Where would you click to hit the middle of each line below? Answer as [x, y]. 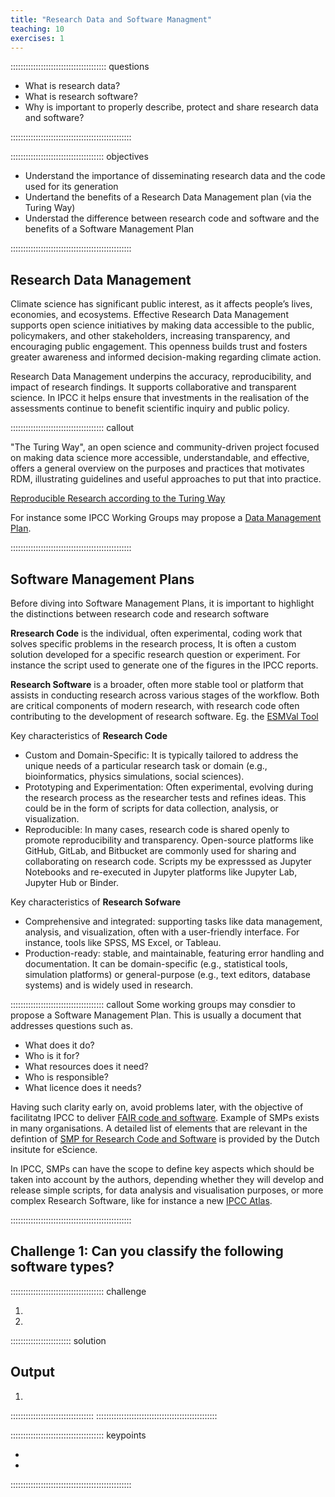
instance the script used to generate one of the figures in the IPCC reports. [164, 665]
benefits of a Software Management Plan [109, 229]
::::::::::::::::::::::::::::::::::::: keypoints [78, 1435]
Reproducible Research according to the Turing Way [118, 498]
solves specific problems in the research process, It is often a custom [153, 644]
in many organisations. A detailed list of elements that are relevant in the [159, 1128]
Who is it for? [52, 1055]
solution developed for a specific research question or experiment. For [155, 654]
